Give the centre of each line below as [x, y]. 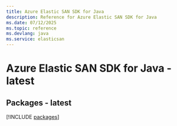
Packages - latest [39, 103]
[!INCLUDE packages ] [33, 117]
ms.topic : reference [32, 28]
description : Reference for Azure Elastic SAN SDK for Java [82, 17]
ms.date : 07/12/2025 [32, 22]
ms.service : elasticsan [35, 39]
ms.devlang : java [27, 34]
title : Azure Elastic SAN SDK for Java [55, 12]
